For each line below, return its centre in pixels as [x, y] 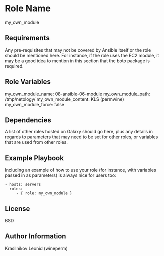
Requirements [27, 38]
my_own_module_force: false [35, 104]
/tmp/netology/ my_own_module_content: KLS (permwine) [65, 99]
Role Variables [28, 82]
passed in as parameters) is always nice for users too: [61, 175]
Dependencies [28, 120]
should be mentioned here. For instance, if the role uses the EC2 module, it [82, 55]
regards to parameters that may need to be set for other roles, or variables [82, 137]
